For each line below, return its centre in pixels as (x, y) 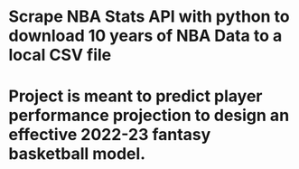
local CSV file (60, 55)
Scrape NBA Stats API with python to (149, 17)
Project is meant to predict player (135, 96)
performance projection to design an (149, 116)
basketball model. (77, 154)
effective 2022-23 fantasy (110, 135)
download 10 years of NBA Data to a (145, 36)
